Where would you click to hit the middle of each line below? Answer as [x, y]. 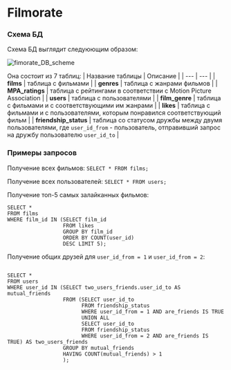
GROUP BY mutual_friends [99, 348]
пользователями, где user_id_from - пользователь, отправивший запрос [114, 128]
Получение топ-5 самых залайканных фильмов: [78, 194]
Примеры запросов [42, 153]
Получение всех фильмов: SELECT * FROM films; [78, 168]
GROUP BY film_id [87, 232]
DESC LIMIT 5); [85, 243]
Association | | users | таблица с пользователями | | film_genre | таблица [114, 98]
